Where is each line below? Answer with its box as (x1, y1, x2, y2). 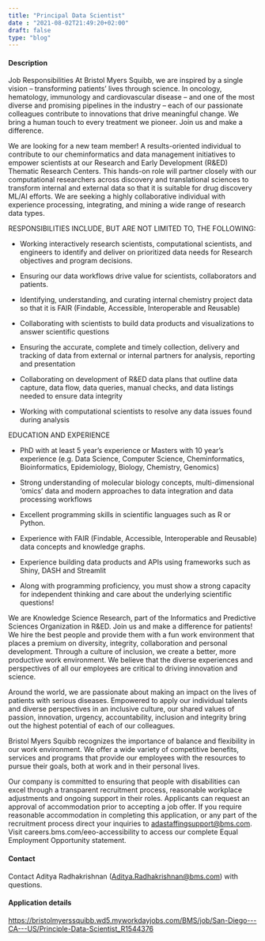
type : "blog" (8, 33, 51, 42)
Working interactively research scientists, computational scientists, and (19, 239, 252, 249)
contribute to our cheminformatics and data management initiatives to (8, 149, 236, 159)
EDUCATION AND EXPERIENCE (8, 430, 111, 440)
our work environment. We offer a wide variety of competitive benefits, (8, 745, 240, 754)
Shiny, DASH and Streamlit (19, 566, 107, 576)
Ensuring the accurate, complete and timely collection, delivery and (19, 342, 240, 352)
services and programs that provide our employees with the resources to (8, 753, 246, 763)
